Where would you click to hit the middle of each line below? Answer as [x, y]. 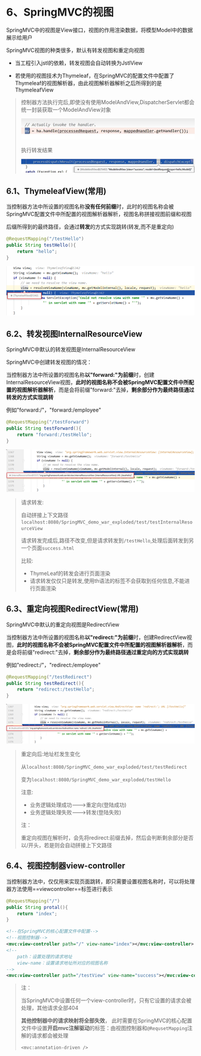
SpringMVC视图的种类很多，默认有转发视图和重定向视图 [75, 50]
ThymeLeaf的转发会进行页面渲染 [70, 573]
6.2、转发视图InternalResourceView [74, 334]
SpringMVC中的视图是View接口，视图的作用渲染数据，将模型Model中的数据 [100, 30]
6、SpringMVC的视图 [60, 12]
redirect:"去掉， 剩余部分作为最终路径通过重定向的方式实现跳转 [112, 652]
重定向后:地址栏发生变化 [51, 754]
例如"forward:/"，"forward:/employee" [54, 410]
